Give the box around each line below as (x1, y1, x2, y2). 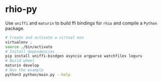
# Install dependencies (5, 49, 55, 54)
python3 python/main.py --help (5, 72, 71, 77)
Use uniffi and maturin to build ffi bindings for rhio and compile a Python (5, 20, 157, 26)
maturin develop (5, 63, 39, 68)
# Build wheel (5, 58, 35, 63)
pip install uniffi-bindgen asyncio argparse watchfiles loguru (5, 53, 142, 58)
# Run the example (5, 67, 44, 73)
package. (5, 25, 25, 31)
